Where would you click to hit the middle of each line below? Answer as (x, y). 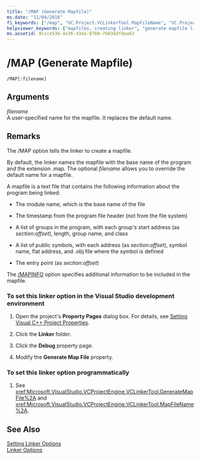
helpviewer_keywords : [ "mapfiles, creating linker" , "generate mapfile (97, 28)
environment (26, 303)
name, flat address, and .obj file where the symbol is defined (89, 251)
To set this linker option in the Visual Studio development (91, 296)
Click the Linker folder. (43, 334)
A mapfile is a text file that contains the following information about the (93, 186)
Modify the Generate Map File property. (64, 357)
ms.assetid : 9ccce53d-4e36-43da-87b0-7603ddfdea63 (71, 34)
